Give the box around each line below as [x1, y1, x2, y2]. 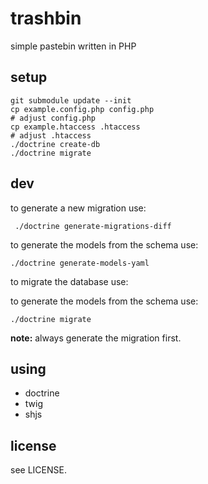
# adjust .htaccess [10, 130, 92, 141]
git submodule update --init [10, 95, 132, 106]
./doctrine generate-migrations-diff [14, 221, 172, 231]
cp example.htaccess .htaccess [10, 122, 141, 132]
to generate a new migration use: [10, 202, 147, 214]
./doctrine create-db [10, 139, 101, 149]
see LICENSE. [10, 464, 67, 476]
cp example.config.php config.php [10, 104, 155, 114]
